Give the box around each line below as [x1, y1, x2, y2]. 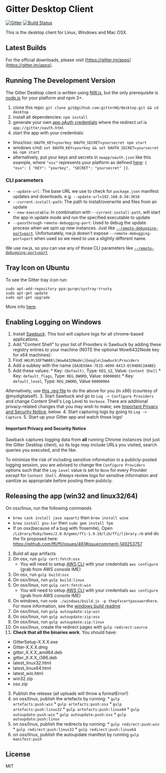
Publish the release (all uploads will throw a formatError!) [12, 690, 129, 696]
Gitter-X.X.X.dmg [12, 644, 48, 650]
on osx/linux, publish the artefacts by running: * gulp [12, 695, 120, 701]
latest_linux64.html [12, 665, 51, 671]
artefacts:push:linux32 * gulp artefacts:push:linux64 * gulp [12, 706, 140, 712]
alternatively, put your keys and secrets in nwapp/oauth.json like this [12, 154, 151, 160]
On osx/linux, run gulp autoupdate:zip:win [12, 608, 100, 614]
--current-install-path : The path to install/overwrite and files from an [12, 199, 157, 205]
